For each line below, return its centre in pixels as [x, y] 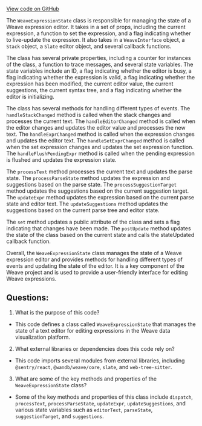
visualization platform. [43, 337]
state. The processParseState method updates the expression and [88, 178]
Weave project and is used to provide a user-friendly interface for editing [97, 272]
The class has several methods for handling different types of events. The [98, 108]
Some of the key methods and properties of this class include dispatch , [104, 397]
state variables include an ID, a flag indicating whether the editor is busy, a [99, 71]
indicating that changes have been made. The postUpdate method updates [99, 228]
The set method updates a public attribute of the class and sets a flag [93, 222]
